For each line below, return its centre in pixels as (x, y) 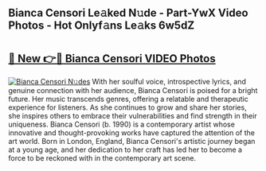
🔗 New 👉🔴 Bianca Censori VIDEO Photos (112, 58)
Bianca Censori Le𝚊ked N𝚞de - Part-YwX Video (128, 13)
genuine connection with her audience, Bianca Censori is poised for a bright (133, 90)
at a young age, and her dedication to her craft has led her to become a (125, 150)
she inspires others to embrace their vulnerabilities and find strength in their (133, 116)
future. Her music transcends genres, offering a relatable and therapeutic (128, 99)
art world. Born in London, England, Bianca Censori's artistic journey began (132, 141)
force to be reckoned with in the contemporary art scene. (102, 158)
